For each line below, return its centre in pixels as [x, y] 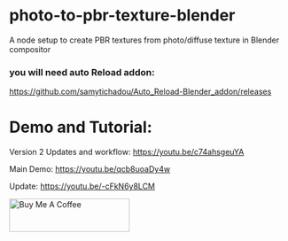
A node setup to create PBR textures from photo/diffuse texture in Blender [144, 40]
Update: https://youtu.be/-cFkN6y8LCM [82, 186]
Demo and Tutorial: [81, 127]
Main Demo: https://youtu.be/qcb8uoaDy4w [90, 169]
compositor [30, 49]
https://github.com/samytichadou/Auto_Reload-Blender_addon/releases [140, 92]
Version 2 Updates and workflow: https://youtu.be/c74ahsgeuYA [127, 152]
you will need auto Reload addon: [82, 72]
